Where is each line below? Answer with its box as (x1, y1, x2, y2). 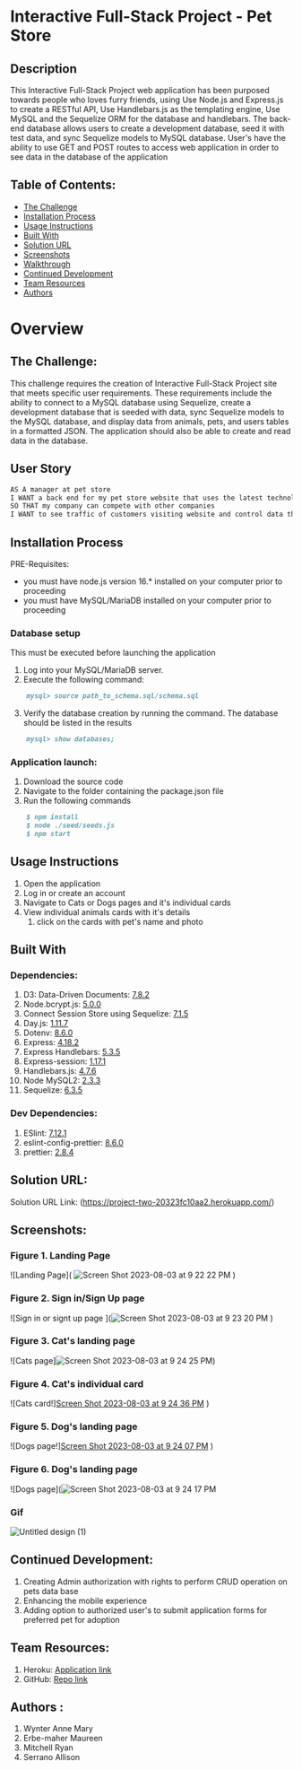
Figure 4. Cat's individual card (10, 1377, 144, 1390)
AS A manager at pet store (10, 484, 111, 494)
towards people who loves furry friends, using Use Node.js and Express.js (10, 94, 284, 105)
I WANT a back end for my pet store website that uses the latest (10, 493, 263, 502)
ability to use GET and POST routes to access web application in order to (10, 142, 280, 153)
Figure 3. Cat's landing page (10, 1335, 135, 1347)
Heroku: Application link (22, 1664, 112, 1675)
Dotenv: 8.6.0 (22, 1027, 73, 1038)
